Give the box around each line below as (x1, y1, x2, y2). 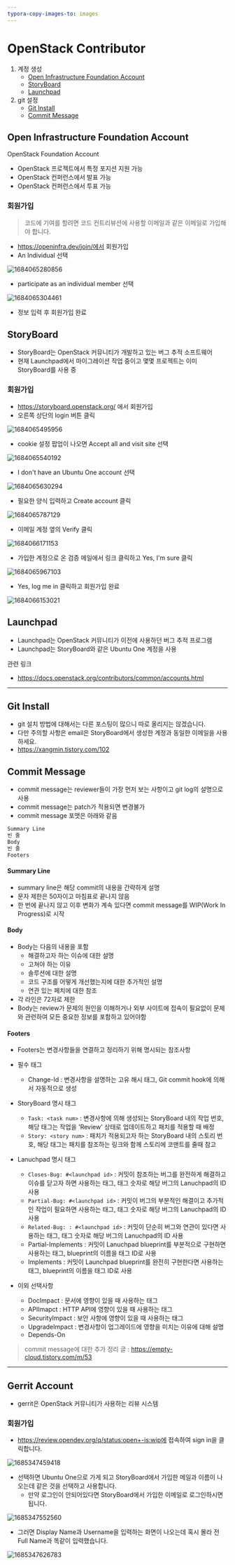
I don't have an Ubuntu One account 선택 (17, 468, 135, 476)
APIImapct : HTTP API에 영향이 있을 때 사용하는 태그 (27, 1305, 173, 1314)
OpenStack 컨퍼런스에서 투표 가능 (17, 182, 112, 190)
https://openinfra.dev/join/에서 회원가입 (17, 242, 129, 250)
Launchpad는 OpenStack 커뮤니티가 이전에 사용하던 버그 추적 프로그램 (17, 636, 213, 644)
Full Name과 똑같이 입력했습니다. (17, 1537, 108, 1545)
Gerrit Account (7, 1380, 73, 1392)
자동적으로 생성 (35, 1084, 77, 1093)
